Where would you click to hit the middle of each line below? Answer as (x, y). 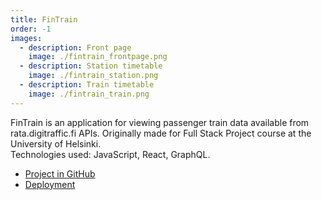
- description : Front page (75, 47)
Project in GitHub (60, 173)
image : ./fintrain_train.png (89, 94)
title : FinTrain (44, 19)
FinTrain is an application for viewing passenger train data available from (160, 122)
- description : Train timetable (87, 85)
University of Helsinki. (56, 143)
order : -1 (31, 29)
